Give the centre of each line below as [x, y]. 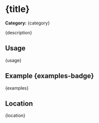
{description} [19, 32]
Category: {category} [27, 23]
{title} [17, 9]
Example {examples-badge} [50, 76]
